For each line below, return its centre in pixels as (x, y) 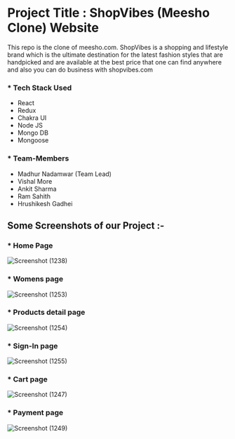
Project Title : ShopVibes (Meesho (109, 13)
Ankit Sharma (37, 189)
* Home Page (30, 245)
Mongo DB (33, 133)
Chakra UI (32, 118)
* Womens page (35, 279)
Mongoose (33, 140)
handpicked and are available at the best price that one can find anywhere (115, 62)
